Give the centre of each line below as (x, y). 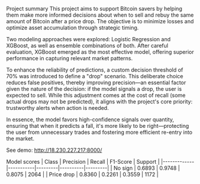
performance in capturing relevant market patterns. (69, 58)
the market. (20, 139)
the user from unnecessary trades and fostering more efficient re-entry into (99, 132)
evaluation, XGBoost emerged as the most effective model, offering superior (100, 52)
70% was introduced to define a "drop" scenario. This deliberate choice (95, 76)
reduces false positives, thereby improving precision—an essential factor (96, 82)
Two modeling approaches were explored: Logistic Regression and (88, 39)
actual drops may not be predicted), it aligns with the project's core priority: (99, 102)
